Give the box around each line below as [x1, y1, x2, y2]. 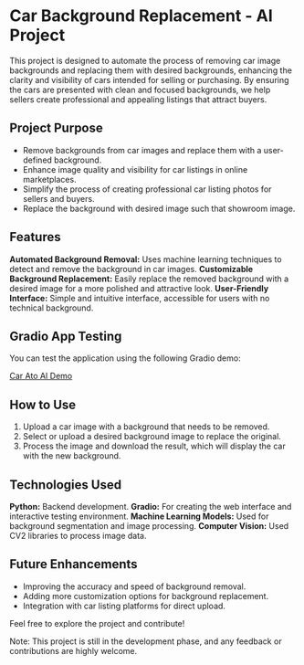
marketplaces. [22, 174, 77, 185]
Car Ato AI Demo [9, 371, 73, 382]
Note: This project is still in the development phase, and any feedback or [9, 636, 282, 647]
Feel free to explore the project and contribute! [9, 617, 185, 628]
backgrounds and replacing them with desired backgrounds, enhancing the [9, 65, 292, 76]
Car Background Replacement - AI [9, 5, 274, 26]
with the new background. [22, 450, 121, 461]
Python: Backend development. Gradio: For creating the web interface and [9, 501, 292, 512]
